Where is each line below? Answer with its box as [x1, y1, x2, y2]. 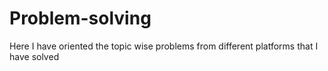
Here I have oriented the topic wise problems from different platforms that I [9, 40, 319, 52]
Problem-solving [9, 7, 152, 30]
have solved [9, 50, 60, 62]
